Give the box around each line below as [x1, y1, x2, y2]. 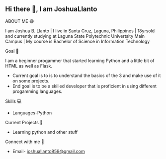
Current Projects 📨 [5, 119, 43, 125]
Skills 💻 [5, 98, 22, 104]
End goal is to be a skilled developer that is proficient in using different [12, 83, 157, 89]
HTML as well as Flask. [5, 63, 53, 69]
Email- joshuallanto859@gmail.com [12, 148, 85, 154]
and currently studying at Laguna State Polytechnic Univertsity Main [5, 33, 145, 39]
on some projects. [12, 78, 50, 83]
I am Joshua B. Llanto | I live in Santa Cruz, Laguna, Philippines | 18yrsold [5, 28, 155, 34]
